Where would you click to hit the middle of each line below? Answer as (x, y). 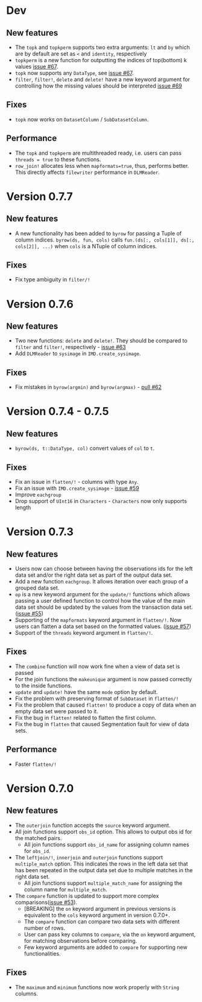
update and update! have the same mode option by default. (86, 692)
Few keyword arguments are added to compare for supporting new (106, 947)
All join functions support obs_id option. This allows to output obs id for (103, 832)
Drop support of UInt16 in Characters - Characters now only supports (101, 501)
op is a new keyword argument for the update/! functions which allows (102, 594)
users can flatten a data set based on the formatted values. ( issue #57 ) (103, 626)
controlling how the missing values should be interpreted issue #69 (98, 86)
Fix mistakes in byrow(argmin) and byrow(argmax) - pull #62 (88, 387)
